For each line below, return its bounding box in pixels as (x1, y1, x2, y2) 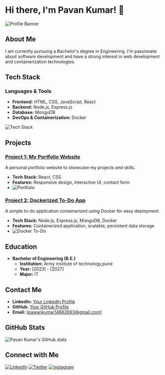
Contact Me (5, 286, 42, 294)
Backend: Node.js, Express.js (12, 104, 72, 110)
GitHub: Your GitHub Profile (12, 304, 69, 310)
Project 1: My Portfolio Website (5, 153, 80, 160)
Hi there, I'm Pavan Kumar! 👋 (5, 4, 125, 16)
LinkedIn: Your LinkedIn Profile (12, 299, 75, 305)
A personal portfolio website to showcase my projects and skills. (5, 165, 135, 171)
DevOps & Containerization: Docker (12, 114, 87, 120)
